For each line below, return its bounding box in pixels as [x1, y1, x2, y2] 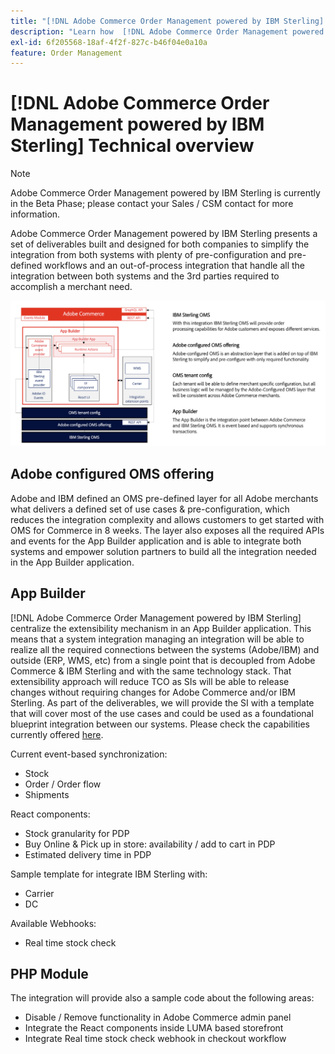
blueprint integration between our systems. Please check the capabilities [10, 718, 310, 730]
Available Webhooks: [10, 917, 97, 929]
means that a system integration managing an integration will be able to [10, 633, 305, 645]
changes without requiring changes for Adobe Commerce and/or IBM [10, 686, 296, 698]
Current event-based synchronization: [10, 748, 168, 760]
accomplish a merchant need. [10, 281, 133, 293]
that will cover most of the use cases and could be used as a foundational [10, 707, 314, 719]
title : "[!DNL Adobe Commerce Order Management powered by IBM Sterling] [10, 16, 325, 26]
